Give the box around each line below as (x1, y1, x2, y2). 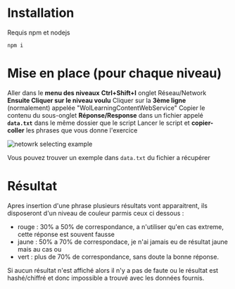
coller (7, 125, 25, 135)
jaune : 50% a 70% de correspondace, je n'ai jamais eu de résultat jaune (17, 238, 229, 246)
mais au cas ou (17, 245, 62, 253)
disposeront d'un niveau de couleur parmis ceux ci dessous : (7, 209, 184, 217)
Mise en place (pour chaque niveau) (7, 66, 222, 82)
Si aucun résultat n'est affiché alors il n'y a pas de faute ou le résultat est (7, 266, 219, 274)
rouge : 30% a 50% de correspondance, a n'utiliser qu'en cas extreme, (17, 222, 224, 230)
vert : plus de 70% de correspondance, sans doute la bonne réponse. (17, 252, 220, 261)
